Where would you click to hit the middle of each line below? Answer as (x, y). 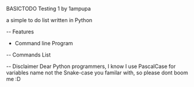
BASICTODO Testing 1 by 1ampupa (48, 9)
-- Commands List (29, 55)
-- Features (20, 32)
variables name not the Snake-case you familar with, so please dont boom (97, 73)
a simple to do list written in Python (49, 20)
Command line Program (44, 43)
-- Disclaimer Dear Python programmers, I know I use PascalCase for (91, 66)
